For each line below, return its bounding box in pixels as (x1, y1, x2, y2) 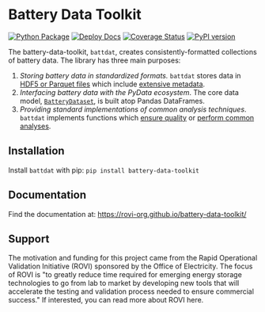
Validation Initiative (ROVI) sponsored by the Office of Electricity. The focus (8, 261, 253, 271)
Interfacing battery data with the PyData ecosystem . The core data (19, 87, 240, 97)
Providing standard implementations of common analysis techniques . (19, 105, 247, 114)
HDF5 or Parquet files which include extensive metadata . (19, 79, 206, 89)
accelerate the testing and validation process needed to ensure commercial (8, 287, 255, 296)
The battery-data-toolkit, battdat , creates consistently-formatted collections (8, 47, 257, 56)
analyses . (19, 121, 51, 131)
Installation (8, 144, 65, 158)
